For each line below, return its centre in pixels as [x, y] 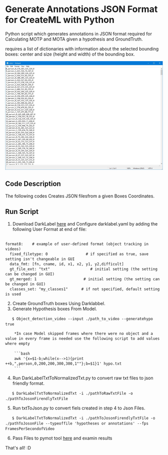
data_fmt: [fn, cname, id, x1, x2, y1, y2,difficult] [67, 264]
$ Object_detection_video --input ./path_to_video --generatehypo [82, 319]
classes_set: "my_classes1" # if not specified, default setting [85, 289]
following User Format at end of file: [49, 229]
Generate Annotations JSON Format [81, 9]
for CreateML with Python [60, 20]
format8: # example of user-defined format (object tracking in [77, 244]
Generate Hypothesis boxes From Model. [55, 309]
